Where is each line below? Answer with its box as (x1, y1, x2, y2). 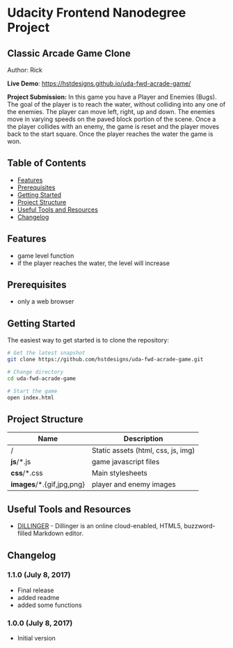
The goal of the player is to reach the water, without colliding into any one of (7, 100, 226, 109)
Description (123, 434, 163, 443)
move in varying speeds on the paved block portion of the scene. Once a (7, 115, 216, 123)
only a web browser (17, 297, 74, 306)
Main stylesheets (91, 468, 147, 478)
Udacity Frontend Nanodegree (7, 5, 186, 21)
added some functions (17, 601, 82, 609)
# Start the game (7, 388, 58, 395)
